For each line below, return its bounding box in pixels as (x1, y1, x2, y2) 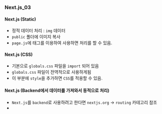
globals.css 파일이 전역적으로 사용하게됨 (11, 69, 91, 75)
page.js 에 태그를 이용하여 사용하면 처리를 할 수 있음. (11, 40, 112, 46)
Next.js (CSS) (4, 51, 33, 57)
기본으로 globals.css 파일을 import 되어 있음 (11, 63, 99, 69)
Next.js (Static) (4, 16, 36, 22)
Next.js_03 (4, 4, 31, 11)
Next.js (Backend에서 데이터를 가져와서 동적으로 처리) (4, 87, 110, 93)
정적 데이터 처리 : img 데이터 (11, 28, 66, 33)
